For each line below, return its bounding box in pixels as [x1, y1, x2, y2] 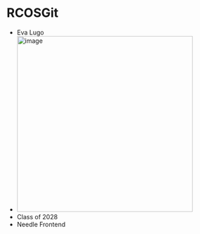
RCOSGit [6, 5, 59, 21]
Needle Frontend [16, 220, 66, 228]
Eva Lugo [16, 28, 44, 37]
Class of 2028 [16, 212, 58, 221]
